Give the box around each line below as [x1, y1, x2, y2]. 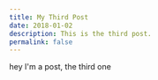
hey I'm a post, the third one [9, 62, 112, 72]
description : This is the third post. [9, 29, 152, 38]
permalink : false [9, 37, 73, 47]
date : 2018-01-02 [9, 21, 73, 30]
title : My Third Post [9, 12, 89, 22]
